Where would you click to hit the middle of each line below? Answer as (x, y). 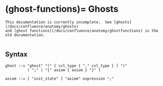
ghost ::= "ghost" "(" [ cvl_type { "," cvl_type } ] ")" (66, 66)
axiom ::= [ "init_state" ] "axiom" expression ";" (59, 79)
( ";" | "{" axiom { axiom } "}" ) (64, 70)
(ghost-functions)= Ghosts (62, 9)
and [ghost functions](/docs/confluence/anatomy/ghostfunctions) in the (82, 30)
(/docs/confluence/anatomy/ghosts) (42, 26)
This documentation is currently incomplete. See (58, 22)
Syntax (16, 54)
